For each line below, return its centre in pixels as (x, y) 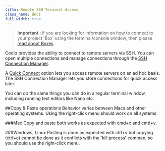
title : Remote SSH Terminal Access (42, 10)
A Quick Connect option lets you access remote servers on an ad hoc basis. (82, 73)
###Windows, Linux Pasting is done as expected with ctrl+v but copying (79, 133)
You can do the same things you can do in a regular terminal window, (76, 93)
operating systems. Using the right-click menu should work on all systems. (81, 113)
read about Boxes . (36, 44)
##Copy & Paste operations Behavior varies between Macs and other (76, 108)
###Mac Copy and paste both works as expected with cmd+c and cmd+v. (81, 123)
